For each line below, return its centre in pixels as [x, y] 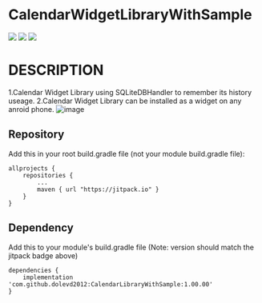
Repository [36, 135]
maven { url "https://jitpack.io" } [98, 189]
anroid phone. [31, 109]
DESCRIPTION [56, 70]
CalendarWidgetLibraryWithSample [130, 15]
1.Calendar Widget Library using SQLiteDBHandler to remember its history [130, 92]
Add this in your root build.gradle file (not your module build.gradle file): [127, 153]
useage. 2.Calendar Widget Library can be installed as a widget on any [125, 101]
